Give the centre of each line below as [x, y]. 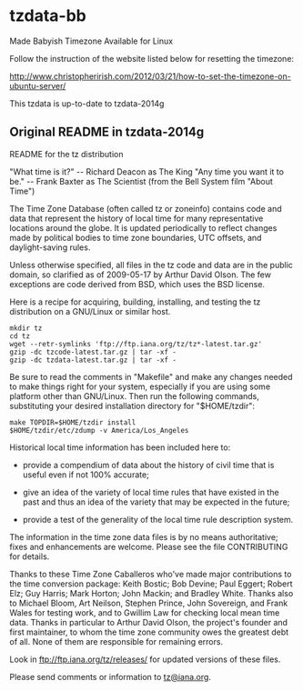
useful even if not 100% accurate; [86, 475]
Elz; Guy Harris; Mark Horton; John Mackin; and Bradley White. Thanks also [151, 593]
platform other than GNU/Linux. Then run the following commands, [134, 396]
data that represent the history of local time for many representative [136, 218]
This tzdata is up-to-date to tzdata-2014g [87, 103]
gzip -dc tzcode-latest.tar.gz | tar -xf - [93, 352]
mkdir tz [26, 328]
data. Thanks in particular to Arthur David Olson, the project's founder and [149, 622]
